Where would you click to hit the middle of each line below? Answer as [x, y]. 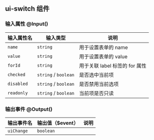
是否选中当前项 [96, 75]
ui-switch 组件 [27, 9]
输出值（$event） [58, 123]
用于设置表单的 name [103, 47]
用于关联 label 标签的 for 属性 [113, 66]
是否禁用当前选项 [99, 84]
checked [16, 74]
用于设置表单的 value [103, 56]
